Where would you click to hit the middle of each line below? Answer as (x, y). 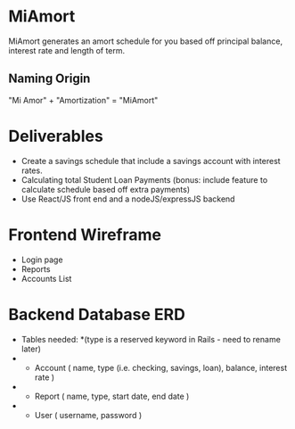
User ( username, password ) (88, 415)
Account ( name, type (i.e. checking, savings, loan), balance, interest (160, 367)
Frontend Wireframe (85, 235)
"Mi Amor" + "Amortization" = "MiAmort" (83, 100)
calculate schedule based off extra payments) (106, 189)
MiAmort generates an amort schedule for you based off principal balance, (145, 41)
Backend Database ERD (97, 314)
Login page (42, 260)
